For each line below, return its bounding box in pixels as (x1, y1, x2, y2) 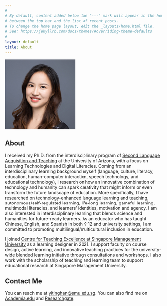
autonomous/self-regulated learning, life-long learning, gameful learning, (5, 200, 155, 206)
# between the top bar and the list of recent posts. (5, 18, 119, 23)
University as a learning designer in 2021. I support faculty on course (5, 241, 147, 247)
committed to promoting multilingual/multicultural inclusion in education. (5, 226, 153, 232)
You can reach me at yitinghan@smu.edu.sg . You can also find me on (5, 290, 148, 296)
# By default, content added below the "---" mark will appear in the (5, 13, 155, 18)
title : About (5, 45, 32, 50)
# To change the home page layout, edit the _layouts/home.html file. (5, 24, 155, 29)
